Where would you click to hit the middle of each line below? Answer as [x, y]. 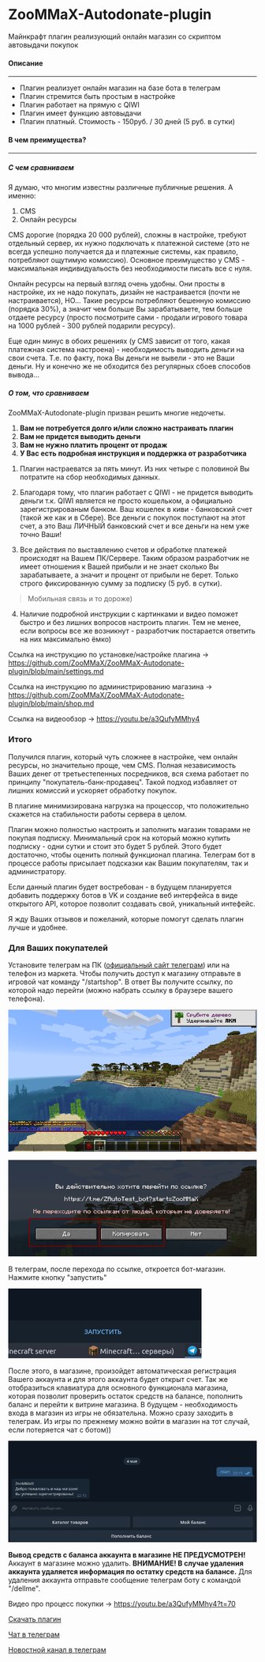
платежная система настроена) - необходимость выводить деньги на [126, 350]
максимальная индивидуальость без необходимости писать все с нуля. [130, 269]
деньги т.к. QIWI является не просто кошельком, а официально [126, 501]
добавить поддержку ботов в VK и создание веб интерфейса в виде [123, 895]
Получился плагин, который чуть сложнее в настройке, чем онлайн [123, 756]
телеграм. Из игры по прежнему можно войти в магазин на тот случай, [129, 1422]
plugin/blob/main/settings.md [56, 672]
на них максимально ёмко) [65, 639]
